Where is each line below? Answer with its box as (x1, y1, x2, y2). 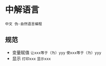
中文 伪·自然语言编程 (5, 21, 42, 26)
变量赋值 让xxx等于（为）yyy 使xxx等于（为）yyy (12, 49, 102, 55)
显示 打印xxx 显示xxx (12, 55, 51, 61)
